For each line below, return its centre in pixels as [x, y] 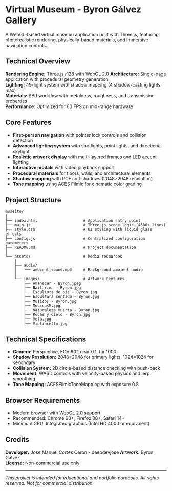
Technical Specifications [46, 339]
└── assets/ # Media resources [64, 257]
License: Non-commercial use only [42, 463]
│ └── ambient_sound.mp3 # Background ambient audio [79, 270]
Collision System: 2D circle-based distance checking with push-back [86, 368]
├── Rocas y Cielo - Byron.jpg [57, 315]
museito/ [15, 212]
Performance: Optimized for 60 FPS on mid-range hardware [69, 106]
